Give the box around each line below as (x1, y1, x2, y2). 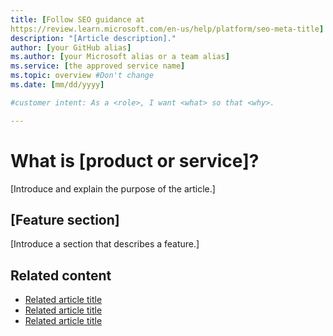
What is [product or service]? (10, 149, 260, 172)
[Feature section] (10, 211, 120, 228)
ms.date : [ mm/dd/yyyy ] (10, 80, 105, 90)
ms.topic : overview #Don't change (10, 71, 155, 81)
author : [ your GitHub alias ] (10, 42, 132, 53)
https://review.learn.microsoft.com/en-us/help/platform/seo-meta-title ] (10, 24, 325, 34)
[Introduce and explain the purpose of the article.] (10, 182, 216, 195)
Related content (10, 267, 112, 284)
